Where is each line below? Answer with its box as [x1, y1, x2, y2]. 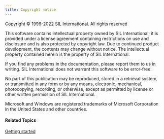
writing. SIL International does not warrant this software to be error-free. [5, 66, 152, 72]
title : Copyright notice [5, 7, 56, 12]
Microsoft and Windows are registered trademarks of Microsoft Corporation [5, 101, 159, 106]
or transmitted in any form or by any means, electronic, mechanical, [5, 81, 143, 87]
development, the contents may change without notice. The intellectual [5, 46, 149, 52]
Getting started [5, 128, 36, 134]
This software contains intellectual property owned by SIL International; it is [5, 30, 159, 36]
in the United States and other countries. [5, 106, 88, 112]
